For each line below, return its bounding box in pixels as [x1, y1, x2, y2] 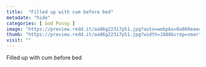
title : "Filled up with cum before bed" [6, 9, 114, 15]
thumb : [6, 32, 23, 38]
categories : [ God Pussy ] [6, 20, 75, 26]
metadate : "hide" [6, 15, 51, 21]
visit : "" [6, 37, 32, 43]
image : [6, 26, 23, 32]
